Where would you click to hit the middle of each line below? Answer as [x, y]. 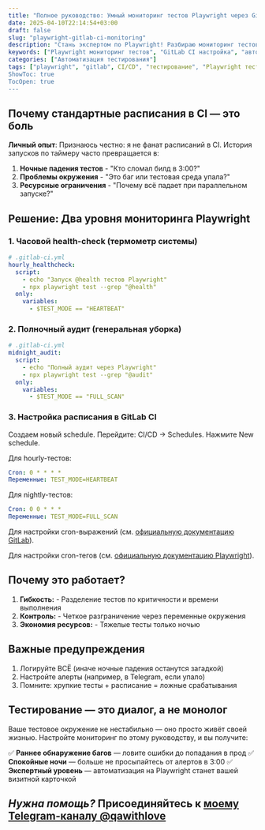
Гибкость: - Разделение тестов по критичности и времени [119, 599]
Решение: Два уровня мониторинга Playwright [129, 218]
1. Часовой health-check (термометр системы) [103, 241]
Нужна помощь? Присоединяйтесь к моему [123, 804]
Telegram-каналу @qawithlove [87, 815]
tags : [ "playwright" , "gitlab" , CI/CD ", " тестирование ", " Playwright [125, 67]
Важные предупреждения [77, 650]
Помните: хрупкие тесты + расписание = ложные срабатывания [128, 685]
